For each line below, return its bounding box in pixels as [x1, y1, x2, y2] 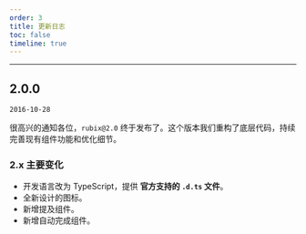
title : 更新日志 [9, 22, 66, 31]
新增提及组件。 [22, 204, 79, 215]
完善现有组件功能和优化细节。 [9, 134, 121, 145]
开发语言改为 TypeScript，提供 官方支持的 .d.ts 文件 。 [22, 181, 229, 192]
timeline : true [9, 38, 67, 48]
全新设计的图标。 [22, 192, 87, 203]
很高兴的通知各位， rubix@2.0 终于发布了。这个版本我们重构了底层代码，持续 [9, 122, 296, 133]
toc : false [9, 30, 51, 39]
